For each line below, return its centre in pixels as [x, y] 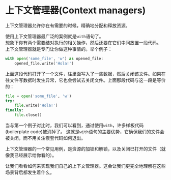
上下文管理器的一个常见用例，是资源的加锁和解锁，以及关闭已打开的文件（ [83, 149]
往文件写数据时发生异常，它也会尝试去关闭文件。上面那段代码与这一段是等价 [85, 80]
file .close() [28, 115]
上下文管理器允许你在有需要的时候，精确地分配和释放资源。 [68, 25]
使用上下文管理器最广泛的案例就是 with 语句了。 [54, 36]
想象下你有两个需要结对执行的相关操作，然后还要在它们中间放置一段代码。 [83, 42]
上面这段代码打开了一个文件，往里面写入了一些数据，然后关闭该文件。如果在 [85, 74]
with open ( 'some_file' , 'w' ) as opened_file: [54, 58]
